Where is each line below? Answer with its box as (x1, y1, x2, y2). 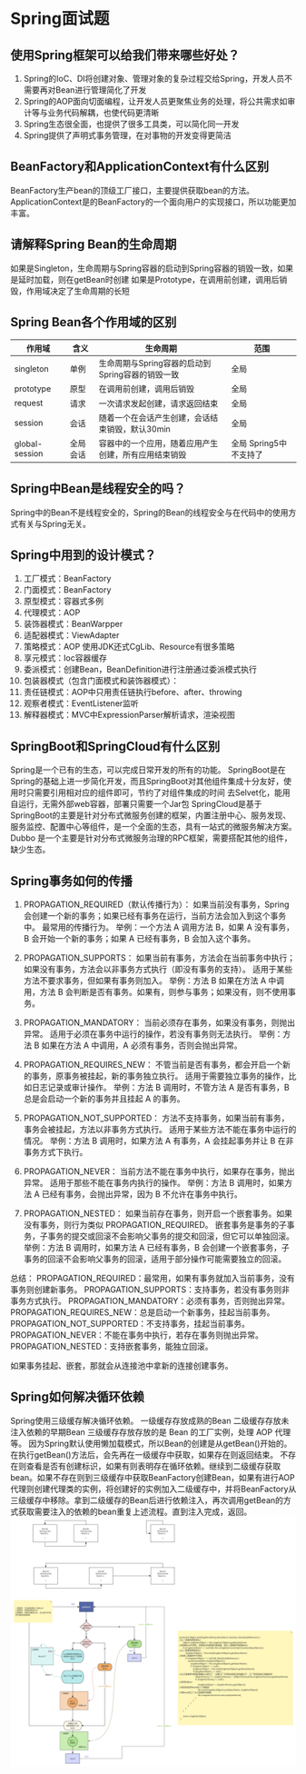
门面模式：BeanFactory (23, 584, 112, 595)
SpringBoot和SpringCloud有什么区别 (10, 738, 221, 754)
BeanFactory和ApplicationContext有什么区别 (10, 159, 270, 174)
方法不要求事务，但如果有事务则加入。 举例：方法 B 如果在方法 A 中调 (23, 974, 285, 986)
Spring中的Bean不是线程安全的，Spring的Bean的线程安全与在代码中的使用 (10, 506, 289, 518)
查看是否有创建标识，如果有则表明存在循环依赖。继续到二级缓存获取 (25, 1460, 281, 1471)
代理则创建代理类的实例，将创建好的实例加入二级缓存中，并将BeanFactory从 (10, 1483, 297, 1494)
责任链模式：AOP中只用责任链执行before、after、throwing (23, 687, 242, 698)
